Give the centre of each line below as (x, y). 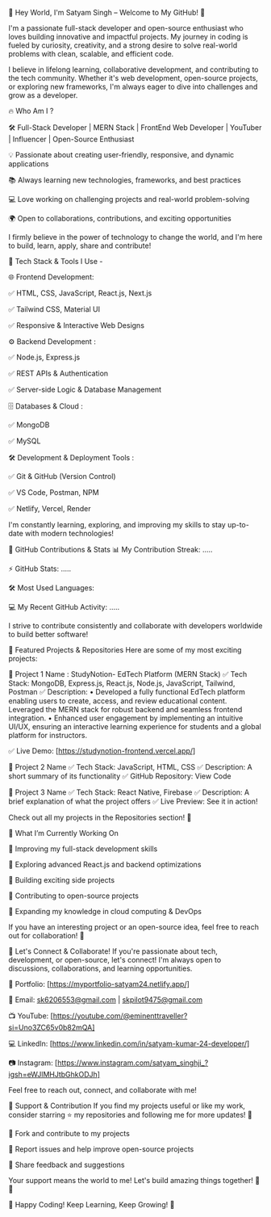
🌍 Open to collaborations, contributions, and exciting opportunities (120, 218)
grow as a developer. (43, 95)
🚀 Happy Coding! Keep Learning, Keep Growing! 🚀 (92, 1204)
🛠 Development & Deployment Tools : (71, 457)
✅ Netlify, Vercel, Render (50, 508)
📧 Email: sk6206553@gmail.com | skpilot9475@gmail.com (106, 1000)
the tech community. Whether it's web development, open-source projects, (133, 78)
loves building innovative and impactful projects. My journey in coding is (128, 37)
